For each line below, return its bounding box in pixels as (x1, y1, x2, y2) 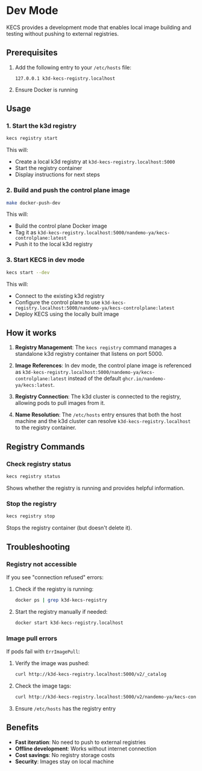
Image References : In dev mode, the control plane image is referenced (14, 362, 192, 369)
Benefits (6, 723, 39, 733)
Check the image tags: (14, 682, 71, 689)
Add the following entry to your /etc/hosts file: (14, 64, 131, 71)
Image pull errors (6, 634, 57, 642)
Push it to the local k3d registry (14, 240, 93, 248)
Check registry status (6, 459, 71, 468)
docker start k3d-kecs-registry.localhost (14, 620, 124, 626)
